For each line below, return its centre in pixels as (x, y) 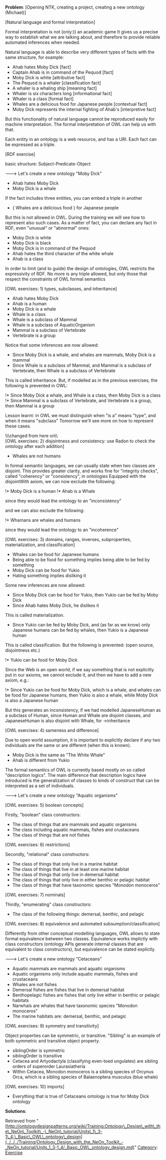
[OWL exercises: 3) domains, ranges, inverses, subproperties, (68, 539)
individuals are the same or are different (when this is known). (68, 745)
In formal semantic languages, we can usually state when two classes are (80, 466)
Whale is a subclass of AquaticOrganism (54, 325)
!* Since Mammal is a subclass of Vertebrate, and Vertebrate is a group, (79, 400)
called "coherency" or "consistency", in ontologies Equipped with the (76, 476)
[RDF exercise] (20, 154)
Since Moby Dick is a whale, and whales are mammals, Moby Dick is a (84, 355)
